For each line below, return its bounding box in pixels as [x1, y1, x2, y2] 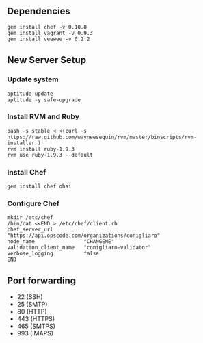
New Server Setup [7, 54, 87, 66]
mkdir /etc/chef [7, 214, 53, 221]
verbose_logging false [7, 250, 99, 257]
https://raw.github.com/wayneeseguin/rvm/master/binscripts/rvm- [7, 134, 197, 140]
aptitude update [7, 90, 53, 97]
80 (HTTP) [16, 307, 47, 316]
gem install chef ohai [7, 183, 72, 190]
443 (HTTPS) [16, 315, 55, 323]
